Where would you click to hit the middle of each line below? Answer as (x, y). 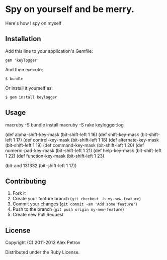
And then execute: (24, 69)
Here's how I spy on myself (33, 23)
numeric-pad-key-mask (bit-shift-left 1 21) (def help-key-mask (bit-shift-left (83, 150)
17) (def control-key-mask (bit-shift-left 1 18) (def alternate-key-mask (88, 140)
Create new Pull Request (38, 215)
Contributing (26, 181)
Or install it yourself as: (29, 88)
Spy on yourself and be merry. (70, 9)
